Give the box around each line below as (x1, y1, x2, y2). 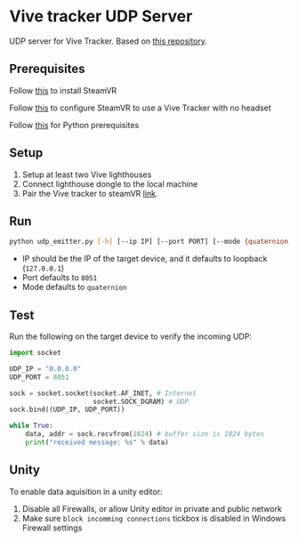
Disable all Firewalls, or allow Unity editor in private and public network (21, 503, 282, 514)
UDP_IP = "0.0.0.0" (9, 364, 82, 373)
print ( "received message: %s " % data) (25, 438, 169, 447)
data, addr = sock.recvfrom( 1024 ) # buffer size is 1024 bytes (25, 430, 265, 439)
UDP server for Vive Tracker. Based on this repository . (9, 36, 207, 46)
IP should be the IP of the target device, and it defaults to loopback (21, 254, 268, 264)
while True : (9, 421, 53, 431)
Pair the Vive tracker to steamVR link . (21, 188, 158, 198)
